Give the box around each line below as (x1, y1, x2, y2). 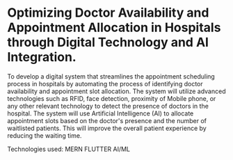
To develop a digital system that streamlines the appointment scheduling (7, 72, 216, 81)
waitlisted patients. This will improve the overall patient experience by (7, 124, 207, 132)
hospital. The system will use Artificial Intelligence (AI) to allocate (7, 109, 194, 118)
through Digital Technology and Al (7, 35, 209, 50)
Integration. (7, 49, 77, 65)
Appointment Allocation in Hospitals (7, 19, 221, 35)
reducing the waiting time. (7, 131, 82, 140)
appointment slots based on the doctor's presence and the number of (7, 116, 207, 125)
